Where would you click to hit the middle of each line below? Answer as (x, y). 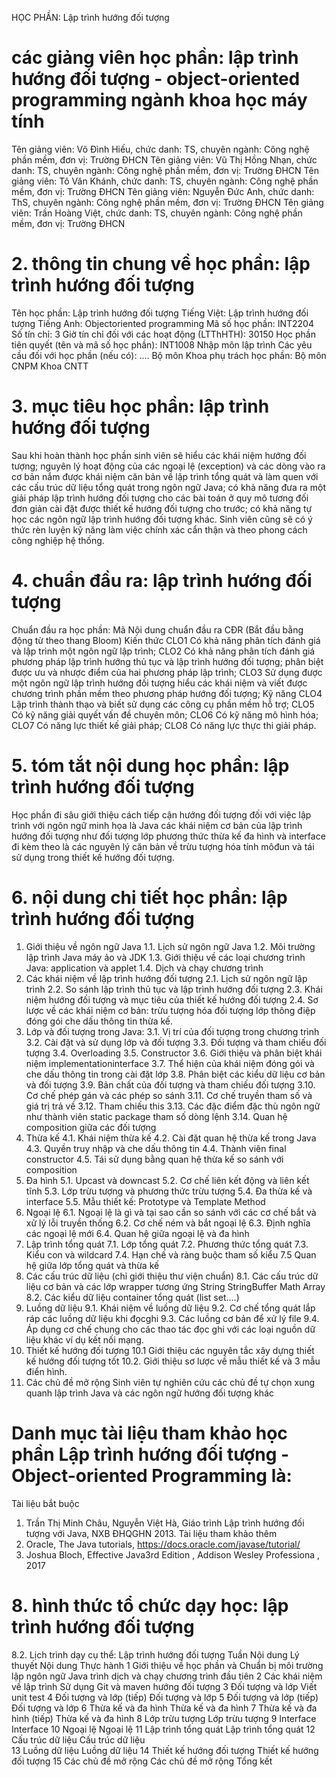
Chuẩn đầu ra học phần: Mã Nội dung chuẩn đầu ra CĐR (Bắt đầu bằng (157, 629)
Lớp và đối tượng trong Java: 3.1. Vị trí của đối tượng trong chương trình (172, 1031)
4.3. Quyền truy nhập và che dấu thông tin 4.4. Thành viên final (156, 1148)
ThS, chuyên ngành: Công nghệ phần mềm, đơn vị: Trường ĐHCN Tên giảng (167, 202)
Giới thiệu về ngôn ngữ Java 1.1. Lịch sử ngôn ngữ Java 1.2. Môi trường (170, 946)
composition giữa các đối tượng (91, 1127)
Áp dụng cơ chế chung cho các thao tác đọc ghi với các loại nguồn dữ (170, 1329)
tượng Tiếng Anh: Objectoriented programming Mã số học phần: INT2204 (162, 323)
